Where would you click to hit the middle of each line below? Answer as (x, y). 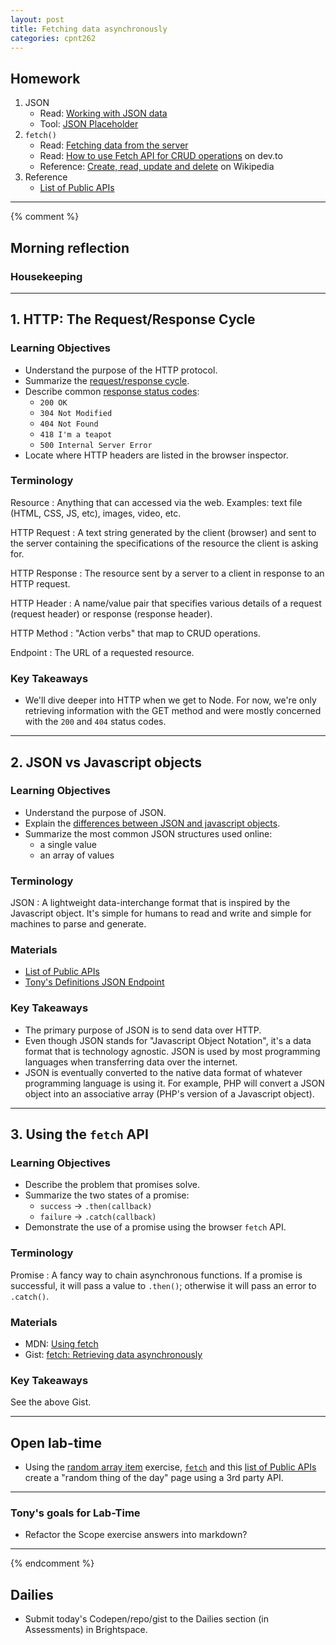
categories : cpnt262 (53, 38)
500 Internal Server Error (96, 445)
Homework (45, 78)
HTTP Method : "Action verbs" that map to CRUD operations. (135, 633)
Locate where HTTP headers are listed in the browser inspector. (156, 455)
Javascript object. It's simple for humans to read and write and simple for (161, 913)
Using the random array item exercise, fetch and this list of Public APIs (170, 1467)
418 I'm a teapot (76, 434)
